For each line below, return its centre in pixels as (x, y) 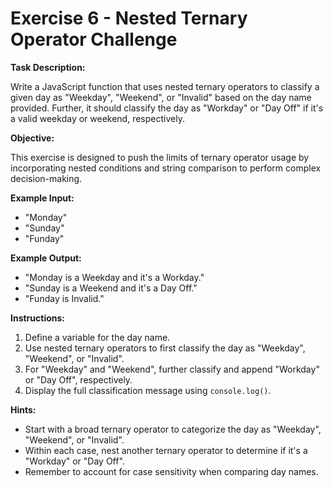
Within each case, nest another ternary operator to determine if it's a (166, 450)
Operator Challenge (94, 39)
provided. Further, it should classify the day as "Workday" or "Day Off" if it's (167, 108)
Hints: (23, 409)
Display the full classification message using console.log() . (148, 390)
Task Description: (48, 67)
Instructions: (38, 318)
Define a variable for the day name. (97, 337)
